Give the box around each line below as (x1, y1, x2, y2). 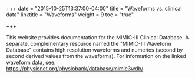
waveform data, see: (6, 59, 56, 66)
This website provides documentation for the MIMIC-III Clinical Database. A (6, 34, 189, 40)
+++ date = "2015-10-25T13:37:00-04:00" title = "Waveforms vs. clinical (6, 5, 182, 12)
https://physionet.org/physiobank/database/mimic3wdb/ (6, 65, 144, 72)
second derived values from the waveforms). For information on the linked (6, 53, 187, 59)
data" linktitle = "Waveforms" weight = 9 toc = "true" (6, 11, 134, 18)
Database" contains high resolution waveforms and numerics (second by (6, 46, 183, 53)
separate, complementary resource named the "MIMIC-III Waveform (6, 40, 172, 47)
